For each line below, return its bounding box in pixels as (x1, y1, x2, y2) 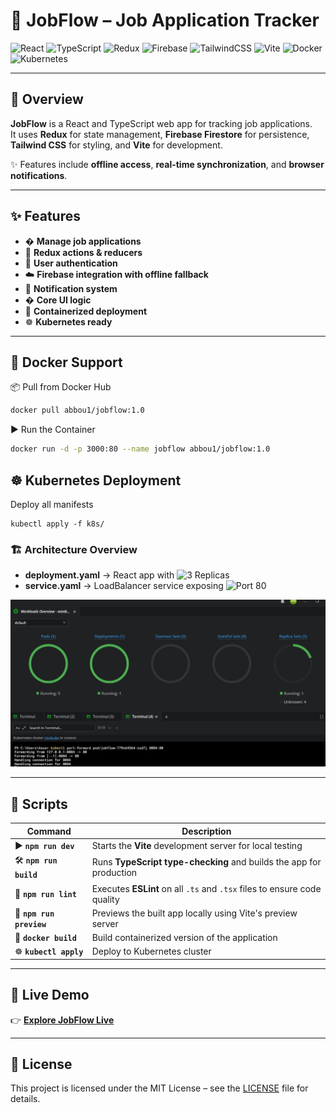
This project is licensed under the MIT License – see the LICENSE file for (10, 1082, 309, 1094)
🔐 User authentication (24, 257, 118, 269)
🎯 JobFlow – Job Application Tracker (10, 9, 320, 32)
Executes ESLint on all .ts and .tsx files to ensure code (91, 882, 322, 894)
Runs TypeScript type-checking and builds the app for (91, 855, 322, 868)
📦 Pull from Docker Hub (10, 381, 112, 393)
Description (181, 825, 232, 837)
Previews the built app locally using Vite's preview (91, 907, 298, 919)
